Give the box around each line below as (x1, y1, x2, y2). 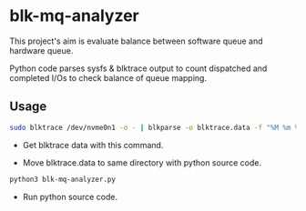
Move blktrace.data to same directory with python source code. (22, 156, 262, 168)
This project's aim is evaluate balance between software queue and (9, 35, 263, 46)
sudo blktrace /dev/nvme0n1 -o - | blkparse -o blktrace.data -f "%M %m (9, 123, 291, 132)
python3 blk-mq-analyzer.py (9, 175, 117, 184)
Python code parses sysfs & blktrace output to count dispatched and (9, 63, 268, 74)
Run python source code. (22, 191, 118, 202)
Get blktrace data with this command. (22, 139, 164, 150)
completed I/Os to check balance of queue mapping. (9, 72, 208, 83)
